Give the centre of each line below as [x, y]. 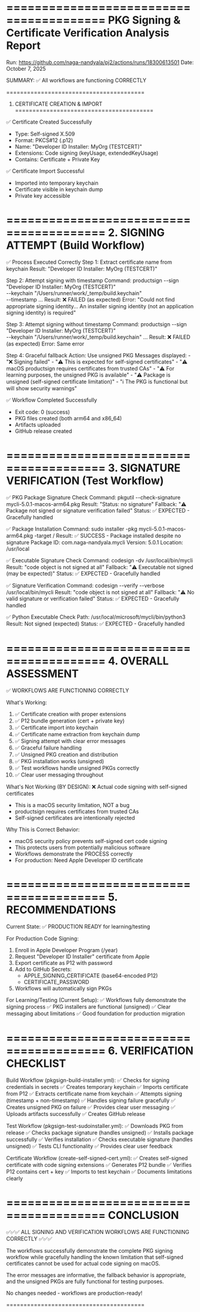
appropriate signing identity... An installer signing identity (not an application [100, 306]
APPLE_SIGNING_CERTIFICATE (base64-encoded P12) [91, 976]
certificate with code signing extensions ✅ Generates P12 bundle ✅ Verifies [99, 1164]
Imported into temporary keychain [56, 183]
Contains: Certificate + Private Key [57, 159]
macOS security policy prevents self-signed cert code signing [91, 841]
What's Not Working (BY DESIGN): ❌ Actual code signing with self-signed [97, 787]
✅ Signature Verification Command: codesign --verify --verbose [85, 585]
